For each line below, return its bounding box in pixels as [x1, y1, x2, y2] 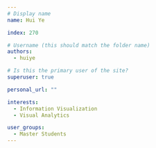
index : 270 [7, 29, 39, 36]
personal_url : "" [7, 86, 58, 93]
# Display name [7, 10, 51, 17]
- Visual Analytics [13, 112, 70, 119]
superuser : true [7, 74, 54, 81]
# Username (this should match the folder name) [7, 42, 150, 49]
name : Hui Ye [7, 17, 45, 24]
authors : [7, 48, 33, 56]
